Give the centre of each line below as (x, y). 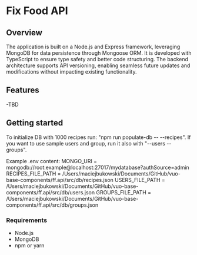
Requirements (27, 220)
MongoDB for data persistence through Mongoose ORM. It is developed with (99, 53)
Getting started (35, 123)
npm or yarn (29, 245)
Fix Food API (37, 11)
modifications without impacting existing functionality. (71, 72)
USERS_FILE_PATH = (140, 180)
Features (23, 90)
